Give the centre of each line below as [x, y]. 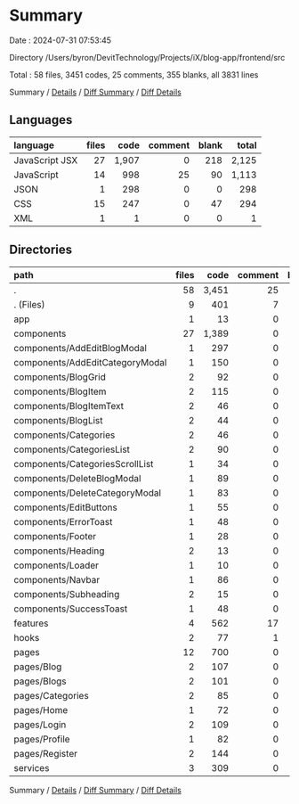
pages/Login [40, 725]
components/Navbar [57, 579]
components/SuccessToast [71, 609]
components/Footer [55, 536]
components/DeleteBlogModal [77, 478]
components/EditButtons [65, 507]
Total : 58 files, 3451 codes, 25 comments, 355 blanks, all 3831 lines [134, 74]
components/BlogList [59, 420]
